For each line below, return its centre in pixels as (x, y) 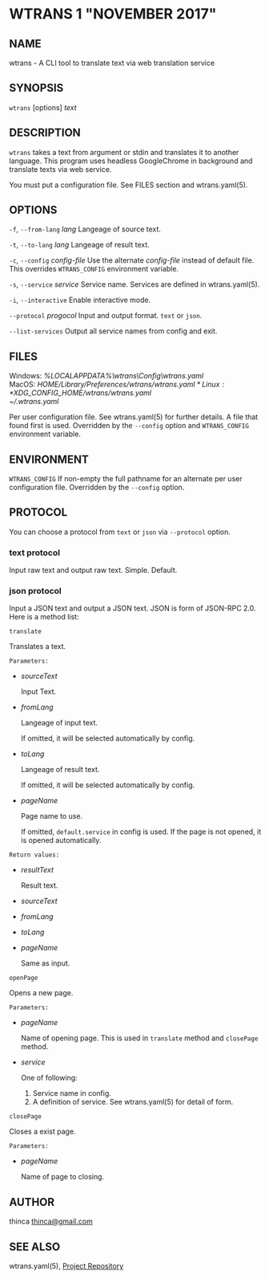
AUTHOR (32, 1202)
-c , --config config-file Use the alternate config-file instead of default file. (132, 260)
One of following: (49, 1078)
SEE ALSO (35, 1246)
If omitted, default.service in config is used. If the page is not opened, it (141, 832)
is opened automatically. (61, 840)
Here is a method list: (44, 617)
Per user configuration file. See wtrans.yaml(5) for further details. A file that (134, 417)
